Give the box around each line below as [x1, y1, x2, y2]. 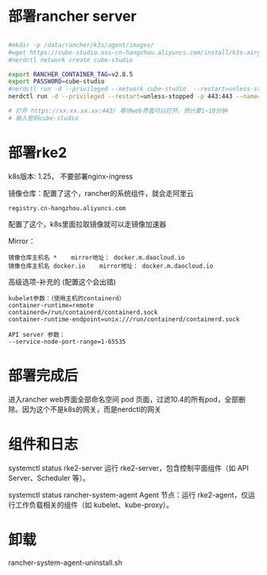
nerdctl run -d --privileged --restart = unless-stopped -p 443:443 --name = [8, 92, 261, 100]
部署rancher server [8, 7, 137, 25]
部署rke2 [8, 144, 68, 162]
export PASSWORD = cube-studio [8, 77, 105, 86]
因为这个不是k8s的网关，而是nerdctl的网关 [21, 404, 161, 414]
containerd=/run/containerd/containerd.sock [8, 308, 158, 316]
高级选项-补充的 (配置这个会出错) [8, 276, 117, 287]
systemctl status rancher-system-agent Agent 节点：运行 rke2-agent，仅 [8, 490, 249, 499]
